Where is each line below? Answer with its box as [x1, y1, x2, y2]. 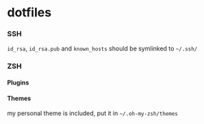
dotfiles [7, 5, 52, 20]
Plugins [7, 78, 29, 87]
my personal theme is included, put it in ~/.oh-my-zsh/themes [7, 109, 178, 117]
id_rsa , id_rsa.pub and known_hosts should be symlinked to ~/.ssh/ [7, 44, 198, 52]
